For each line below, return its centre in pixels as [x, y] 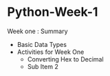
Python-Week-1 [53, 12]
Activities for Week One [51, 52]
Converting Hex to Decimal [66, 59]
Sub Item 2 [43, 66]
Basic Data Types [42, 44]
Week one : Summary [37, 31]
